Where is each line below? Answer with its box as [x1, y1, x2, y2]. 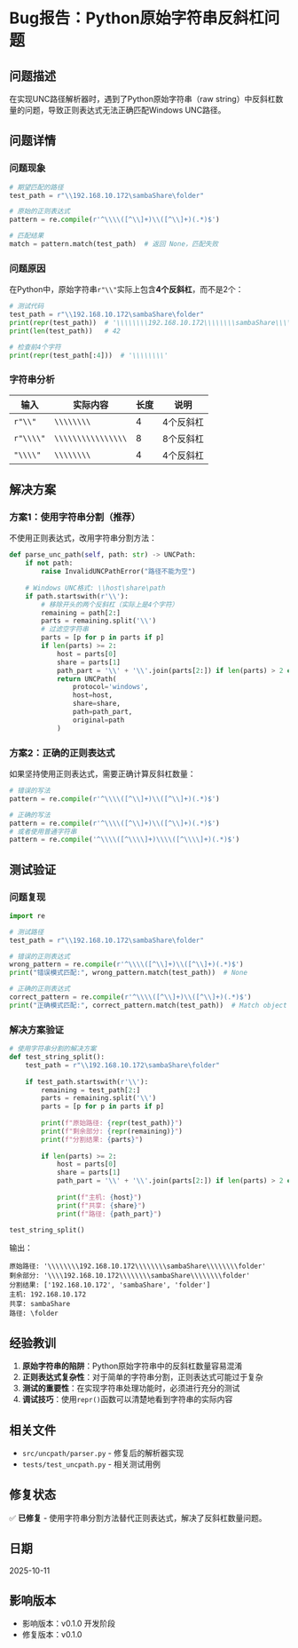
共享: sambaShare [9, 1300, 71, 1309]
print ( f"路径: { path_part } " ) [56, 1209, 162, 1218]
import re [9, 911, 46, 920]
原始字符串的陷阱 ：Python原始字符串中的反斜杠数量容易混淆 [21, 1360, 243, 1372]
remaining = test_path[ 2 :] [41, 1085, 141, 1095]
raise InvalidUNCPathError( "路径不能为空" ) [41, 567, 197, 576]
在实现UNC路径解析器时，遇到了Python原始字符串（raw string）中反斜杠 [9, 94, 276, 104]
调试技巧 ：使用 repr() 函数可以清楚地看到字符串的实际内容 [21, 1394, 233, 1405]
